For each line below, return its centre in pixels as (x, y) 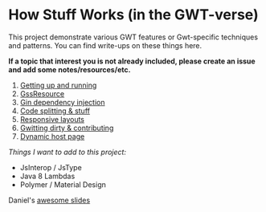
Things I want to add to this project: (68, 152)
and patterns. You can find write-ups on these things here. (105, 45)
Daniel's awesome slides (49, 200)
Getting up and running (58, 85)
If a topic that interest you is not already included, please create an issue (132, 61)
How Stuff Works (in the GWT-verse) (133, 15)
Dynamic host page (52, 136)
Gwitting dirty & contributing (67, 128)
